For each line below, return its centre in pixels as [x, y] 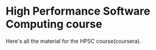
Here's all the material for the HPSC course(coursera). [73, 41]
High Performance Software [78, 11]
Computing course [54, 24]
